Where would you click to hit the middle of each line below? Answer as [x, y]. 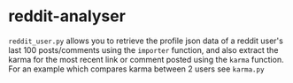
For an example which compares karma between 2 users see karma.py [136, 69]
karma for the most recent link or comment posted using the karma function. [146, 59]
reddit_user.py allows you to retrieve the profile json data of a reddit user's [146, 41]
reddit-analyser [67, 16]
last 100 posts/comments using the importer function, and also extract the [143, 49]
